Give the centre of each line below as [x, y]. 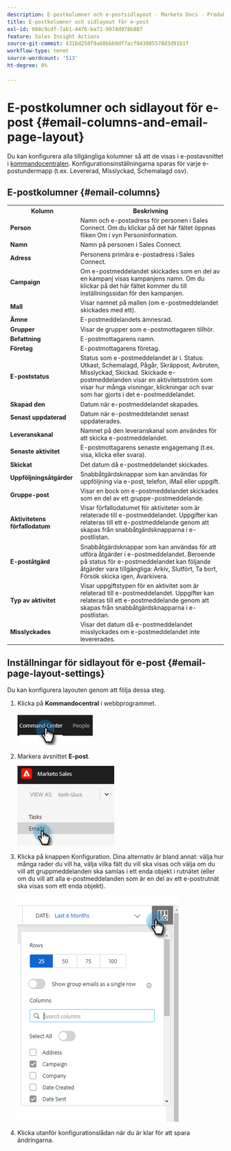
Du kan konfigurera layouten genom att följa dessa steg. [87, 690]
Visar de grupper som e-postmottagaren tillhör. [147, 329]
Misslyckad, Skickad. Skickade [123, 373]
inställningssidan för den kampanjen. [132, 293]
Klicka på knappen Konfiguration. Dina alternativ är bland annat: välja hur [120, 857]
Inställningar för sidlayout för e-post [87, 663]
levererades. [98, 639]
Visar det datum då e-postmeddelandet [136, 624]
